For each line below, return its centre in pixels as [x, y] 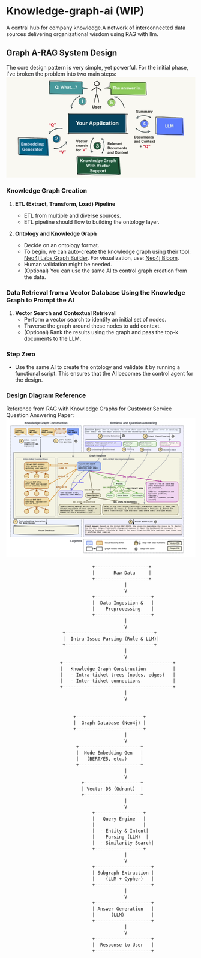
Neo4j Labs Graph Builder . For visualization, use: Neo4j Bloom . [101, 258]
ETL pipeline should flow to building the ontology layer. [92, 222]
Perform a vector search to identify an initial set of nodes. [95, 320]
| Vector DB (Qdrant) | [112, 789]
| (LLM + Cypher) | [123, 879]
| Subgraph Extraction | [123, 873]
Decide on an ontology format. [61, 245]
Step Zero [21, 354]
